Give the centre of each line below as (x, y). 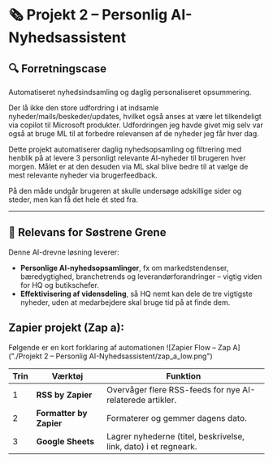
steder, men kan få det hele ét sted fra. (73, 199)
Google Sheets (65, 441)
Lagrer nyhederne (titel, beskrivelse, (176, 436)
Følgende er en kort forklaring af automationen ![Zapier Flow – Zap (120, 347)
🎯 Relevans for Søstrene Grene (87, 232)
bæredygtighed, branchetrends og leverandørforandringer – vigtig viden (141, 277)
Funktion (184, 375)
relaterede (126, 400)
